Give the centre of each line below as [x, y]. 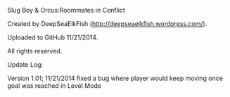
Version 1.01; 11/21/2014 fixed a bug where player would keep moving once [115, 78]
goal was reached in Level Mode [55, 86]
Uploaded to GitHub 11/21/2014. [53, 37]
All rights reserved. [35, 51]
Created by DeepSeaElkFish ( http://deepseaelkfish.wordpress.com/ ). [107, 24]
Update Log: [25, 65]
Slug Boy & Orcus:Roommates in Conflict [66, 10]
